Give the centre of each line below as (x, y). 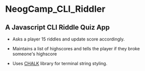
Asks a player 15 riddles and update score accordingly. (69, 39)
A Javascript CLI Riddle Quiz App (58, 27)
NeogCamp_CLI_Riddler (55, 9)
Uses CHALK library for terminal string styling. (60, 63)
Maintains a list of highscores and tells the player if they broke (76, 49)
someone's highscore (35, 54)
